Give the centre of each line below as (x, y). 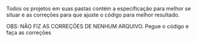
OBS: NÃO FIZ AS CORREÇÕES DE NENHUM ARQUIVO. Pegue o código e (98, 26)
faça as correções (29, 33)
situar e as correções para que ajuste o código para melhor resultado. (93, 15)
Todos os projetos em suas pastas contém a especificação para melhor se (98, 9)
